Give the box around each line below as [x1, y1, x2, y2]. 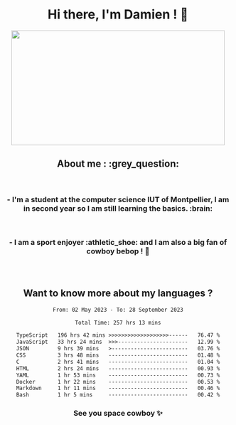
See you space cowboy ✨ [73, 409, 163, 419]
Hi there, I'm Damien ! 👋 [47, 6, 189, 23]
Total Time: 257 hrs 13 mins [75, 319, 161, 326]
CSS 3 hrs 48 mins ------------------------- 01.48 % [16, 352, 220, 359]
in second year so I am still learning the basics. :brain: [23, 203, 213, 213]
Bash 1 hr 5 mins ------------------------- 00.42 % [16, 392, 220, 399]
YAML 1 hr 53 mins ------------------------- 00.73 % [16, 372, 220, 379]
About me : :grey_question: [56, 158, 180, 170]
